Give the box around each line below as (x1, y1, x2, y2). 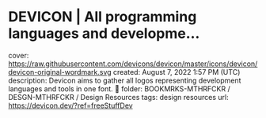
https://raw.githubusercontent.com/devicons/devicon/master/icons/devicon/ (8, 59, 258, 68)
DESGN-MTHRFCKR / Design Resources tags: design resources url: (8, 92, 229, 101)
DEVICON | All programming (8, 8, 197, 26)
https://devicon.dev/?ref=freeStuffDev (8, 101, 133, 110)
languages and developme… (8, 24, 200, 42)
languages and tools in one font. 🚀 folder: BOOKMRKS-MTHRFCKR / (8, 83, 231, 94)
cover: (8, 50, 29, 60)
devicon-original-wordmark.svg (8, 67, 112, 76)
